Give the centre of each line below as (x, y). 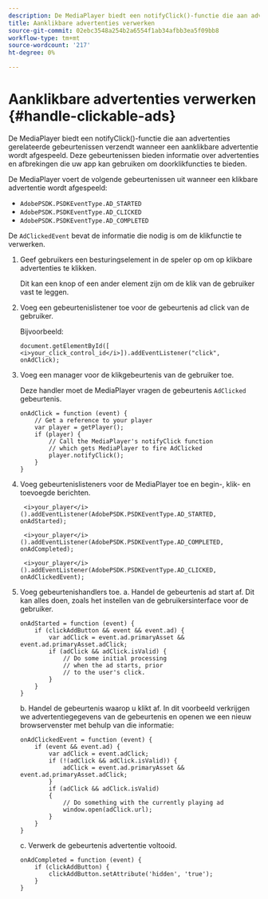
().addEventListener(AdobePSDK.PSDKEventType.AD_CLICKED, (118, 570)
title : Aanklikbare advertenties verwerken (82, 23)
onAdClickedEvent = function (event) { (86, 739)
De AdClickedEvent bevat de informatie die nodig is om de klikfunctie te (125, 236)
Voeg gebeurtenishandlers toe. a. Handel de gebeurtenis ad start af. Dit (137, 592)
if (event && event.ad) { (78, 747)
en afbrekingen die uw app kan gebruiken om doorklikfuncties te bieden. (128, 164)
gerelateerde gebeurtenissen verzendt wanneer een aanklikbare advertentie (134, 147)
